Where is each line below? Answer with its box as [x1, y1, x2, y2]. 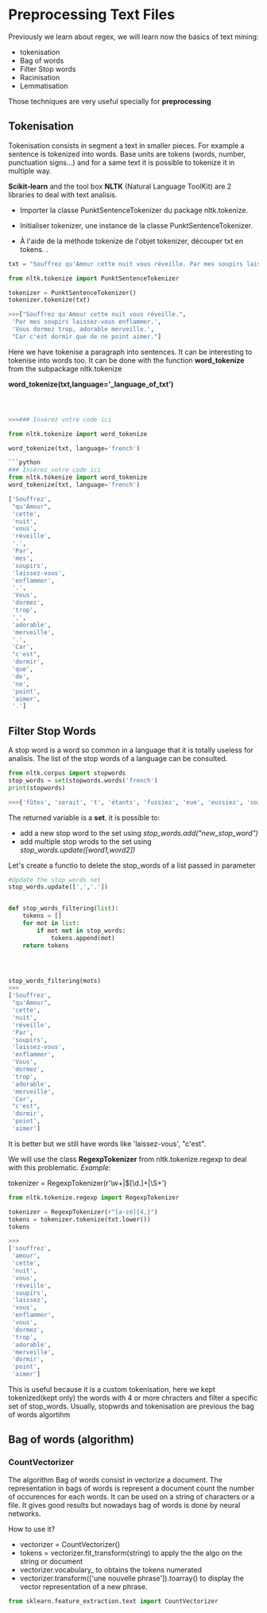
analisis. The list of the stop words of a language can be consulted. [8, 754, 228, 764]
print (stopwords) [8, 783, 66, 792]
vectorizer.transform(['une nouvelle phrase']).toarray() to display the [19, 1573, 244, 1583]
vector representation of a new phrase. [19, 1581, 148, 1592]
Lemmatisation [19, 81, 69, 91]
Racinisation [19, 72, 60, 82]
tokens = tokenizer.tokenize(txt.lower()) [8, 1215, 151, 1223]
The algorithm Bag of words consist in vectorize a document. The [8, 1475, 222, 1484]
